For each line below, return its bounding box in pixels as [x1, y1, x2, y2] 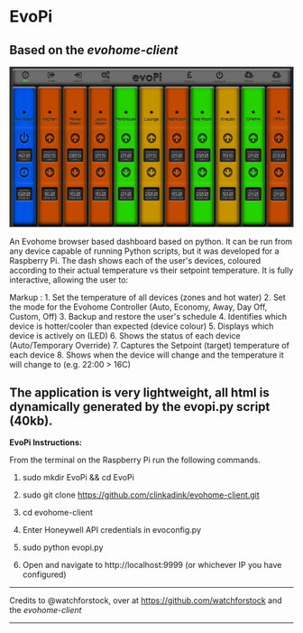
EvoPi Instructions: [9, 437, 83, 448]
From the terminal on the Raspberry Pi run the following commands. [9, 454, 262, 466]
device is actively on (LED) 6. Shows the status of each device [9, 330, 241, 340]
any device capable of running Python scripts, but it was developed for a [9, 246, 280, 256]
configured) [22, 569, 67, 580]
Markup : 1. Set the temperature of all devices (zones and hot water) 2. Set [9, 292, 286, 303]
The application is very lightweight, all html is [9, 385, 270, 400]
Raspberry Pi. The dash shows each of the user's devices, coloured [9, 255, 262, 265]
